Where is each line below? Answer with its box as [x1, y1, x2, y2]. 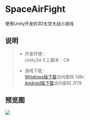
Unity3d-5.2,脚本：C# [24, 57, 70, 63]
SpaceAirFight [5, 3, 66, 15]
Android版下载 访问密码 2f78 [24, 80, 82, 86]
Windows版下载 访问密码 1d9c [24, 74, 85, 80]
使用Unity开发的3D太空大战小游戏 [5, 20, 74, 26]
